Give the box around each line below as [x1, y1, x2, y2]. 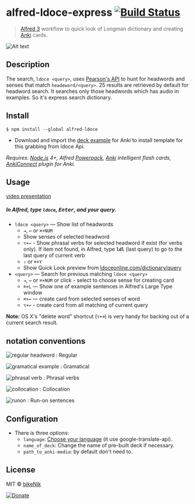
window [23, 289, 43, 296]
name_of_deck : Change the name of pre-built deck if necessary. [23, 441, 175, 448]
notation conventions [6, 336, 86, 346]
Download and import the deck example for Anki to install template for [14, 136, 183, 143]
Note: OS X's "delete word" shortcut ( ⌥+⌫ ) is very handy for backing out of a [6, 313, 190, 320]
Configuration [6, 414, 58, 424]
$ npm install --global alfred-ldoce [6, 126, 98, 132]
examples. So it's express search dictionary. [6, 94, 112, 101]
